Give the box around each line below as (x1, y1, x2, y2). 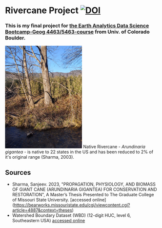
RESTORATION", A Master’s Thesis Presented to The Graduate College (12, 192, 154, 198)
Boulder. (5, 35, 26, 41)
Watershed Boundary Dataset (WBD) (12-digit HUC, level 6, (12, 212, 131, 218)
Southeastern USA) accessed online (12, 218, 85, 224)
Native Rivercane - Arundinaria (82, 144, 145, 150)
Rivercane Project (5, 5, 79, 16)
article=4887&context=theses (12, 207, 72, 213)
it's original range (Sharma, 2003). (5, 154, 75, 160)
